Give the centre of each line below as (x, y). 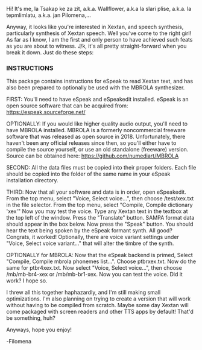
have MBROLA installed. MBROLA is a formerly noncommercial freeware (96, 130)
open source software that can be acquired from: (67, 106)
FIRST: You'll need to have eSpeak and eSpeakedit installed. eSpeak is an (97, 100)
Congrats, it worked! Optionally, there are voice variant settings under (93, 237)
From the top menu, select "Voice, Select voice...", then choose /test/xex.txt (100, 199)
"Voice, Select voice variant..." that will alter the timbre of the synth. (90, 243)
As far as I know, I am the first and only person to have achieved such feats (99, 40)
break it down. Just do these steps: (50, 52)
